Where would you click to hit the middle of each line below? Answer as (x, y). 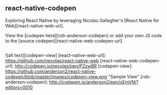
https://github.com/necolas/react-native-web (52, 61)
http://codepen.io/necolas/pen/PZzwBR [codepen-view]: (74, 66)
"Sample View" (124, 77)
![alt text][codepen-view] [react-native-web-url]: (56, 55)
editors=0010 (19, 87)
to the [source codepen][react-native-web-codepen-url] (64, 41)
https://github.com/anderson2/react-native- (51, 71)
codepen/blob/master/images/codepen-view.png (56, 77)
